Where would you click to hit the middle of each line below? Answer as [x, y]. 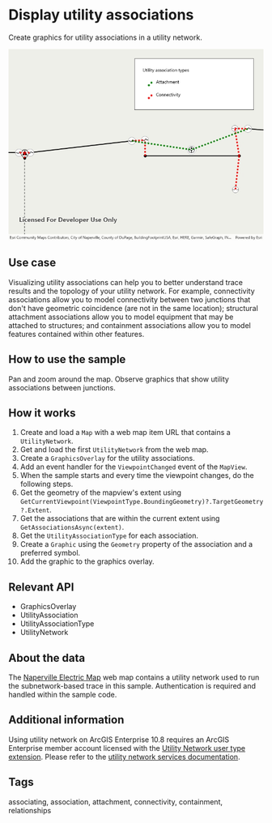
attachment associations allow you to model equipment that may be [121, 317]
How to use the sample [67, 359]
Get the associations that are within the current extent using [120, 518]
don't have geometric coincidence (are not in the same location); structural [134, 308]
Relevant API [41, 587]
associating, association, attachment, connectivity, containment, [116, 802]
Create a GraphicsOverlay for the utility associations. [108, 458]
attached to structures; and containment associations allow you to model [130, 325]
